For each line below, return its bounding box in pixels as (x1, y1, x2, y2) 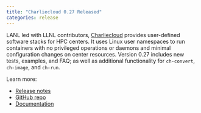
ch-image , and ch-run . (6, 63, 60, 70)
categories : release (6, 15, 59, 21)
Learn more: (6, 75, 37, 83)
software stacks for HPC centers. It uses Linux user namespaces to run (6, 38, 185, 45)
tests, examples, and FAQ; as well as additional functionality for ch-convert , (6, 57, 195, 64)
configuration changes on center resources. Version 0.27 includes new (6, 50, 185, 58)
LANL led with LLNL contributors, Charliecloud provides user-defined (6, 31, 181, 38)
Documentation (15, 100, 54, 107)
